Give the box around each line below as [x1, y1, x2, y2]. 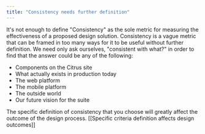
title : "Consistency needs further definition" [6, 9, 130, 15]
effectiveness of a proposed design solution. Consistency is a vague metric [6, 32, 196, 40]
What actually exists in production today [15, 70, 117, 77]
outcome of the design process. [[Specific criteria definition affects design [6, 114, 195, 122]
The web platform [15, 76, 61, 84]
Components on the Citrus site [15, 64, 93, 71]
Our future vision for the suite [15, 96, 90, 103]
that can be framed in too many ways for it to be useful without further [6, 39, 184, 46]
